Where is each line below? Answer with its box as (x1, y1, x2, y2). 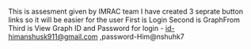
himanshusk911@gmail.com (8, 32, 98, 41)
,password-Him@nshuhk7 (99, 32, 184, 41)
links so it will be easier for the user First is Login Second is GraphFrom (8, 15, 240, 24)
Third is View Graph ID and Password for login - (8, 24, 164, 32)
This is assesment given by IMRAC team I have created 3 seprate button (8, 7, 244, 16)
